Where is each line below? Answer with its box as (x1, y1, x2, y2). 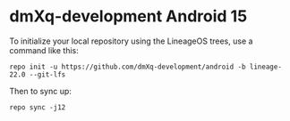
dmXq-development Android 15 (9, 6, 248, 27)
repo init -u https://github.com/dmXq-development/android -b (9, 62, 246, 71)
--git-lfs (29, 69, 66, 79)
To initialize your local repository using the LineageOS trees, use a (9, 36, 253, 46)
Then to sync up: (9, 85, 72, 96)
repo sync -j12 (9, 102, 66, 112)
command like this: (9, 44, 79, 55)
